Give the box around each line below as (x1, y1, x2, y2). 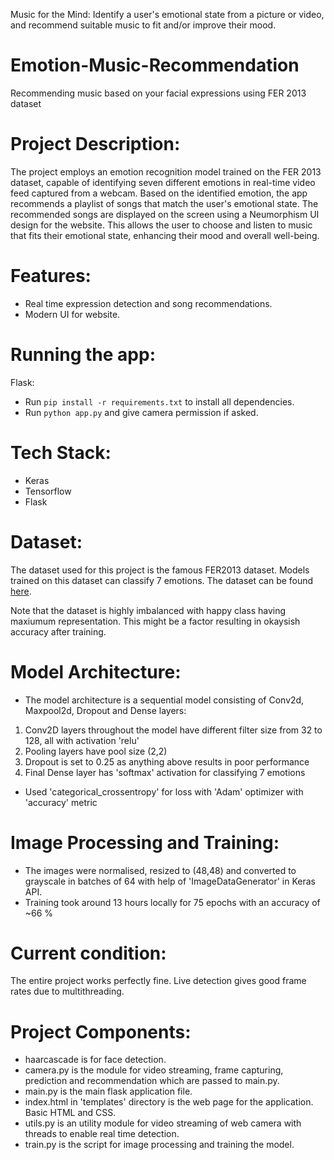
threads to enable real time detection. (24, 1128, 180, 1140)
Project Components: (10, 1020, 192, 1043)
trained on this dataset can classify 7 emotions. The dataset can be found (10, 574, 314, 586)
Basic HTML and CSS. (24, 1107, 117, 1119)
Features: (10, 265, 92, 288)
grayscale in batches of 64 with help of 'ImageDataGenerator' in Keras (24, 875, 316, 887)
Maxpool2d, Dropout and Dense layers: (24, 704, 187, 716)
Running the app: (10, 344, 156, 366)
